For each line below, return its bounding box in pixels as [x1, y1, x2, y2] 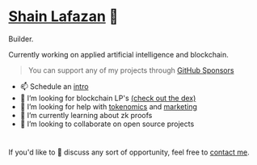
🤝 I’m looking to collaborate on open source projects [19, 119, 195, 129]
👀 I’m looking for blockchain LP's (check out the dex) [19, 93, 196, 103]
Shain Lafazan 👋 [8, 7, 119, 26]
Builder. [8, 34, 34, 44]
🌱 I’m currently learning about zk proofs [19, 110, 153, 120]
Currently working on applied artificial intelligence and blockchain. [8, 49, 229, 59]
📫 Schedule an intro [19, 81, 89, 91]
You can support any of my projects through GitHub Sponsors [27, 65, 234, 75]
